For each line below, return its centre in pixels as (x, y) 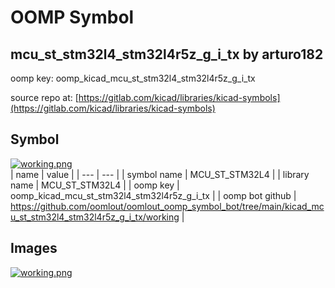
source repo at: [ (44, 97)
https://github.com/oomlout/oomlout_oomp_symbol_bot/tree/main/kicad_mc (167, 206)
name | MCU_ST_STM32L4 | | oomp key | (95, 185)
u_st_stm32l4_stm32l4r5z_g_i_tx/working (95, 217)
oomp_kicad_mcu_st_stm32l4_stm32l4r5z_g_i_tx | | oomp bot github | (153, 195)
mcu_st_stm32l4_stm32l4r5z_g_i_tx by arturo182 (167, 54)
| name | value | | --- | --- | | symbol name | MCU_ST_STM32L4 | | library (160, 174)
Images (34, 248)
